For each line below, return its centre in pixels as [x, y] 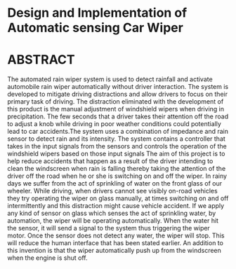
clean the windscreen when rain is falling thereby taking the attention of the [117, 169]
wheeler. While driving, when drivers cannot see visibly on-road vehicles [112, 191]
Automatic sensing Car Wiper [96, 28]
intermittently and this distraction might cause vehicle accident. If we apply [116, 206]
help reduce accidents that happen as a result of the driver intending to [110, 161]
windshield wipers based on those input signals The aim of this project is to [116, 154]
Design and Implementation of [97, 13]
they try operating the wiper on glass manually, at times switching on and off [118, 198]
